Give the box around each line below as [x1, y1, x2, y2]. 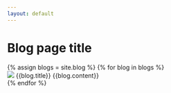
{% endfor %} [7, 78, 47, 87]
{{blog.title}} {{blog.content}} [15, 71, 99, 80]
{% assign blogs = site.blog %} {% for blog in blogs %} [7, 63, 165, 71]
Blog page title [7, 40, 92, 56]
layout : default [7, 10, 54, 17]
